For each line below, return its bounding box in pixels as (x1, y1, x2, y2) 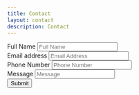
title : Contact (7, 10, 51, 17)
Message (7, 70, 34, 78)
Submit (10, 80, 29, 87)
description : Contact (7, 23, 70, 30)
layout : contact (7, 17, 54, 24)
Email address (7, 51, 48, 60)
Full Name (7, 42, 36, 51)
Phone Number (7, 60, 50, 69)
